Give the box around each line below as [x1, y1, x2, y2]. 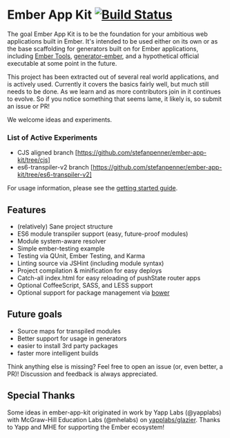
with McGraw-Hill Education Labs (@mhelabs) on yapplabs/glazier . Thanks [7, 415, 221, 423]
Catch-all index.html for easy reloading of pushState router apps [17, 274, 201, 282]
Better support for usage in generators [17, 334, 127, 343]
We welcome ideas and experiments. [7, 115, 113, 124]
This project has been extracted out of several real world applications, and [7, 73, 219, 81]
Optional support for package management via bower [17, 289, 170, 297]
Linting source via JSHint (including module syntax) [17, 259, 164, 268]
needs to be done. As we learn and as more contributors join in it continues [7, 87, 221, 95]
